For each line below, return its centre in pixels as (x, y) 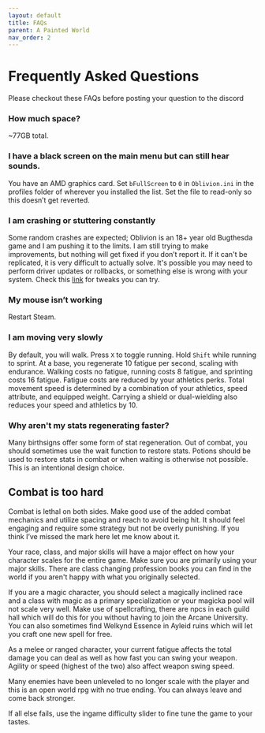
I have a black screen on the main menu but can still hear (119, 156)
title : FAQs (28, 23)
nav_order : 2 (30, 37)
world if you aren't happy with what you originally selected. (104, 577)
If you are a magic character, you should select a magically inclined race (125, 592)
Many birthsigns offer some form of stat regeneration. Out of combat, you (128, 442)
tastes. (19, 721)
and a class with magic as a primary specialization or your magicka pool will (131, 601)
